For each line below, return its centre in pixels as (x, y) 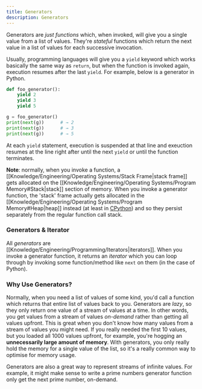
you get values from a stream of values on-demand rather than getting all (97, 317)
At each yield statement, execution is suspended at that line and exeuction (99, 145)
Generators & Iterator (38, 230)
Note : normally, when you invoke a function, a (63, 170)
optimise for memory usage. (41, 355)
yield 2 (27, 95)
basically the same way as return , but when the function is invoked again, (98, 65)
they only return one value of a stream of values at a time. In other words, (97, 310)
